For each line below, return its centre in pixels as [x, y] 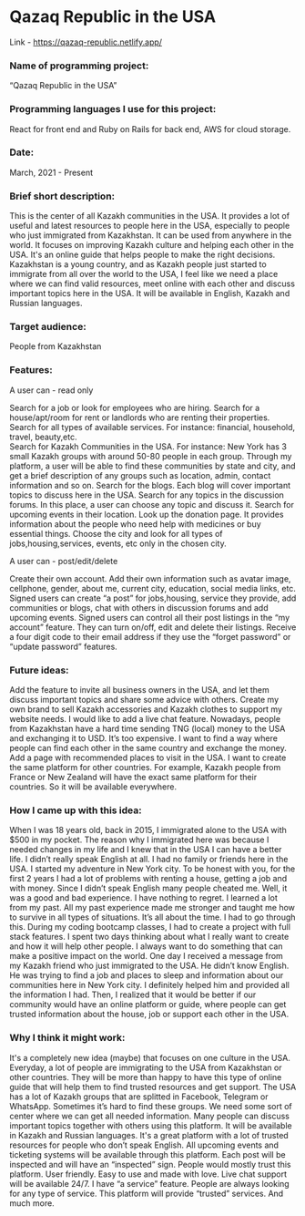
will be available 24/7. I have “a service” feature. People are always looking [149, 1183]
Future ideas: [40, 670]
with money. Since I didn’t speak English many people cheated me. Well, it [148, 888]
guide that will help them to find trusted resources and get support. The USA [153, 1087]
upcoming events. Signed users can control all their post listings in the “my [150, 617]
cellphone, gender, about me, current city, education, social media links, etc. [152, 588]
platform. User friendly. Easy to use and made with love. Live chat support [148, 1174]
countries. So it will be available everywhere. [93, 787]
